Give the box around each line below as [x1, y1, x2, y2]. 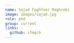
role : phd [5, 16, 26, 21]
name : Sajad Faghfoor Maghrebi [5, 7, 70, 12]
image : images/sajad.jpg [5, 12, 57, 17]
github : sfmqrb [9, 30, 41, 35]
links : [5, 26, 19, 31]
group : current [5, 21, 37, 26]
